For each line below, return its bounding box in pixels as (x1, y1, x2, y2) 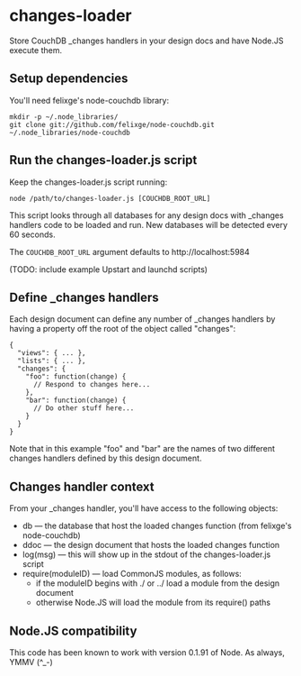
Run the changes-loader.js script (9, 152, 198, 168)
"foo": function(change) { (25, 372, 127, 381)
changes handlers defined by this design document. (9, 452, 202, 464)
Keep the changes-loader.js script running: (9, 177, 168, 187)
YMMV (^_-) (9, 657, 54, 667)
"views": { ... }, (17, 349, 87, 358)
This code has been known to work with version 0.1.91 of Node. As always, (9, 647, 286, 658)
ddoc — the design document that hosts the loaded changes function (22, 540, 280, 551)
